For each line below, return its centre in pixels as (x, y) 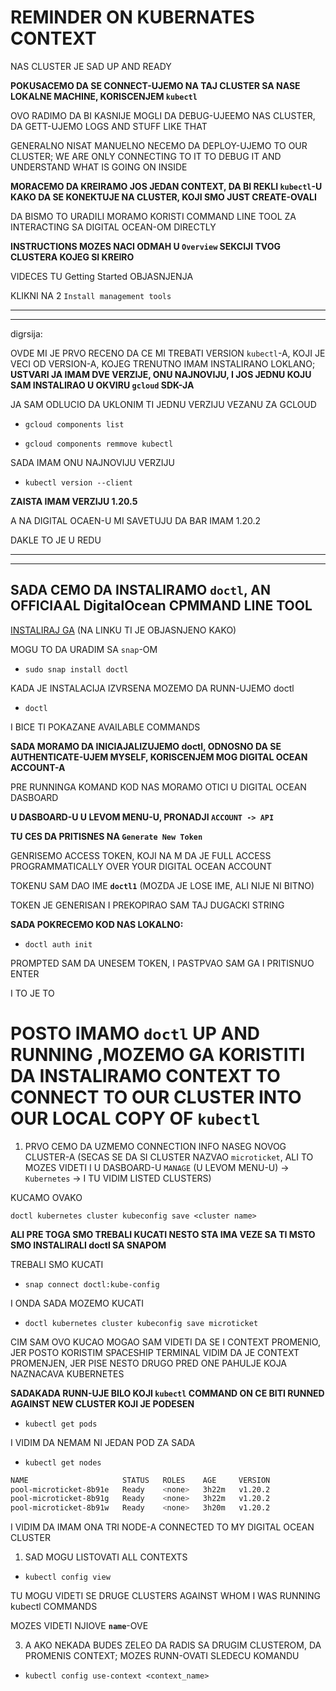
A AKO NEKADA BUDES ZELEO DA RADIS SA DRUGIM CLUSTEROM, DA (173, 1645)
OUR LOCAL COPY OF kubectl (135, 1118)
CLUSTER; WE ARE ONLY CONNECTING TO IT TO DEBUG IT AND (146, 156)
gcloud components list (74, 424)
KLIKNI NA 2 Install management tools (91, 295)
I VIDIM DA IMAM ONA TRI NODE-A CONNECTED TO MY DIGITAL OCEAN (162, 1527)
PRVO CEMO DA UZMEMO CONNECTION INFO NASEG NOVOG (155, 1146)
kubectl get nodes (63, 1462)
